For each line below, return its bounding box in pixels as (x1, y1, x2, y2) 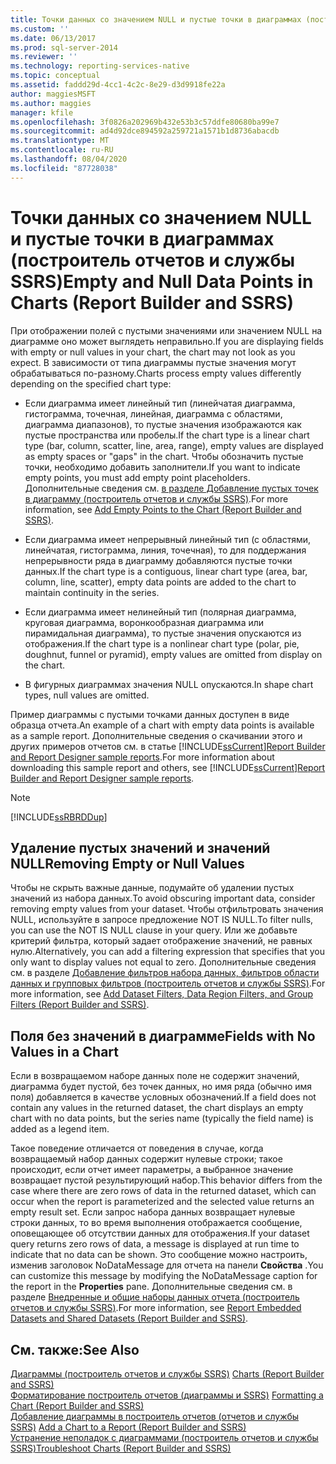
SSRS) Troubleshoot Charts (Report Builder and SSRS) (10, 1442, 232, 1454)
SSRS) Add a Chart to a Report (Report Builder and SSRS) (10, 1421, 247, 1433)
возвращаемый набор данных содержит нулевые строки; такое (10, 1153, 283, 1165)
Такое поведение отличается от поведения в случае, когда (10, 1142, 264, 1155)
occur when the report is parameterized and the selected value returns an (10, 1196, 315, 1208)
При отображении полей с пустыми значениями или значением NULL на (10, 324, 323, 336)
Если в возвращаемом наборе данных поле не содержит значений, (10, 1070, 300, 1082)
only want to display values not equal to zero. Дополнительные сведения (10, 956, 317, 968)
